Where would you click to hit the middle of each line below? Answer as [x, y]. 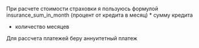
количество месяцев [42, 27]
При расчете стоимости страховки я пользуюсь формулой [82, 9]
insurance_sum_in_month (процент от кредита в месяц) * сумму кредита [100, 15]
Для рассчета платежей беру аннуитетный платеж [72, 38]
